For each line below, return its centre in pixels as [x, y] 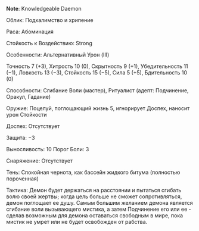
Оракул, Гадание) [29, 97]
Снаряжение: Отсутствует [40, 161]
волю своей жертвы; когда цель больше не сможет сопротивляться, [94, 196]
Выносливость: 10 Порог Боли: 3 [48, 149]
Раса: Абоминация [30, 32]
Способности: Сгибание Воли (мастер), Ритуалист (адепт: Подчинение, [97, 90]
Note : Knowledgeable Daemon [44, 9]
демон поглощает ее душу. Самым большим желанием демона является [99, 203]
